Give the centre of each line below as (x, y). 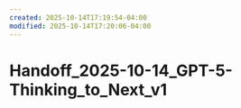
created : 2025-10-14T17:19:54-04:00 (78, 18)
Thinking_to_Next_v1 (88, 90)
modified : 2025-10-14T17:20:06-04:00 (80, 26)
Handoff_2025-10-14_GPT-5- (121, 71)
